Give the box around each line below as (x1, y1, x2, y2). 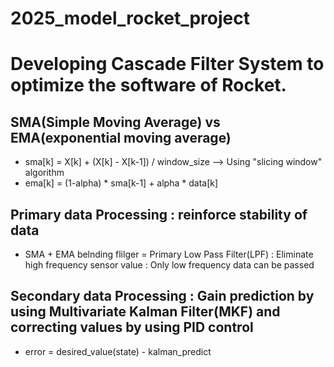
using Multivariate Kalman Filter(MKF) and (10, 303, 281, 321)
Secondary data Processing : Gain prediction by (10, 288, 315, 305)
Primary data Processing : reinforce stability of (10, 206, 308, 223)
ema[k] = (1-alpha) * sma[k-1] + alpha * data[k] (24, 177, 219, 189)
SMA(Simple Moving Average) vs (10, 113, 221, 131)
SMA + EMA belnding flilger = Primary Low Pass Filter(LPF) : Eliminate (24, 248, 314, 260)
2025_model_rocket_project (10, 7, 250, 30)
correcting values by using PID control (10, 319, 254, 336)
